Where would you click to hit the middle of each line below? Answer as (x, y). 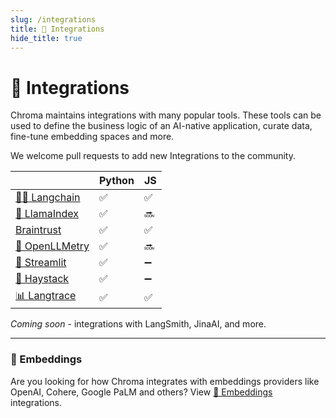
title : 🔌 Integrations (57, 29)
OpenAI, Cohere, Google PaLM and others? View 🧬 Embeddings (141, 392)
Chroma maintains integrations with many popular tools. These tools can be (166, 115)
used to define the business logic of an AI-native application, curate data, (161, 126)
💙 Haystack (42, 279)
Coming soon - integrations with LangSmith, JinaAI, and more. (138, 324)
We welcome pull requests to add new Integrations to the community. (153, 156)
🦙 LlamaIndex (47, 214)
